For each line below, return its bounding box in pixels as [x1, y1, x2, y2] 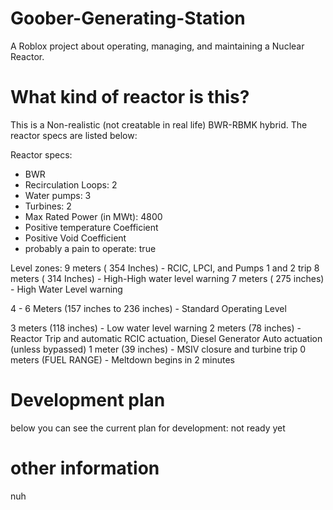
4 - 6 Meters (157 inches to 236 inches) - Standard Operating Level [10, 302, 287, 314]
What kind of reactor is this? [10, 86, 250, 109]
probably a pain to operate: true [24, 242, 157, 254]
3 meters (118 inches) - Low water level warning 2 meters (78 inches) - [10, 322, 302, 334]
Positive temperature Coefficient [24, 221, 159, 233]
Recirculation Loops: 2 [24, 178, 118, 191]
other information [10, 457, 160, 479]
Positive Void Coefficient [24, 232, 127, 244]
